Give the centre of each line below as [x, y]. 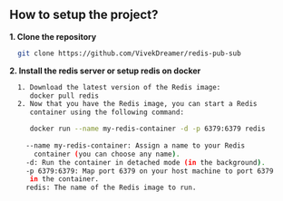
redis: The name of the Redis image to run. [111, 188]
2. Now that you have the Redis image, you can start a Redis [137, 104]
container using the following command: [107, 112]
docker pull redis [64, 96]
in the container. [64, 179]
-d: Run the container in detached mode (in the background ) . [146, 162]
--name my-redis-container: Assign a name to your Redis [136, 145]
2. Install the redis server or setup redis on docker [105, 71]
